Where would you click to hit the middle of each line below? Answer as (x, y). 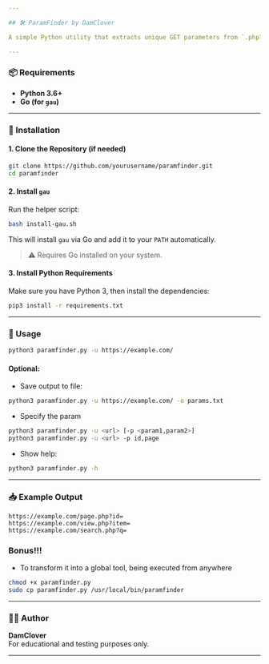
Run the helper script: (44, 209)
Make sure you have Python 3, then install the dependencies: (109, 291)
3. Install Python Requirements (61, 273)
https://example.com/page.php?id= (66, 517)
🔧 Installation (34, 130)
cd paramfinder (34, 173)
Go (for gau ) (40, 102)
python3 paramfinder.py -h (53, 468)
